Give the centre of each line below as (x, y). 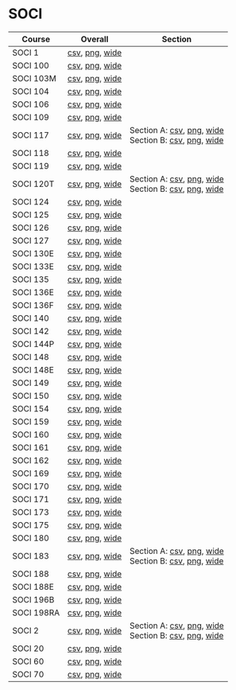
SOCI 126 (31, 228)
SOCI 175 (31, 524)
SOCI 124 (31, 201)
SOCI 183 (31, 556)
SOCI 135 (31, 279)
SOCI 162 (31, 460)
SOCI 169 (31, 473)
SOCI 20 (28, 648)
